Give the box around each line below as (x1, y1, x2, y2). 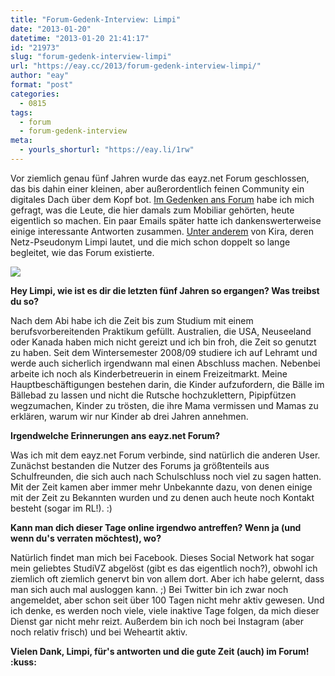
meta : (10, 136, 33, 146)
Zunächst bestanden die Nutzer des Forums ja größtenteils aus (10, 459, 270, 471)
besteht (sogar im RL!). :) (10, 502, 113, 514)
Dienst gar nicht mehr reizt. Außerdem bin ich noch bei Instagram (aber (10, 615, 304, 627)
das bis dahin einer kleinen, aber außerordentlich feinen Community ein (10, 182, 305, 195)
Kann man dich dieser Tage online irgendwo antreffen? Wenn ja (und (10, 521, 302, 533)
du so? (10, 295, 40, 307)
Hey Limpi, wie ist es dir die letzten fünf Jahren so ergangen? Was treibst (10, 284, 320, 296)
